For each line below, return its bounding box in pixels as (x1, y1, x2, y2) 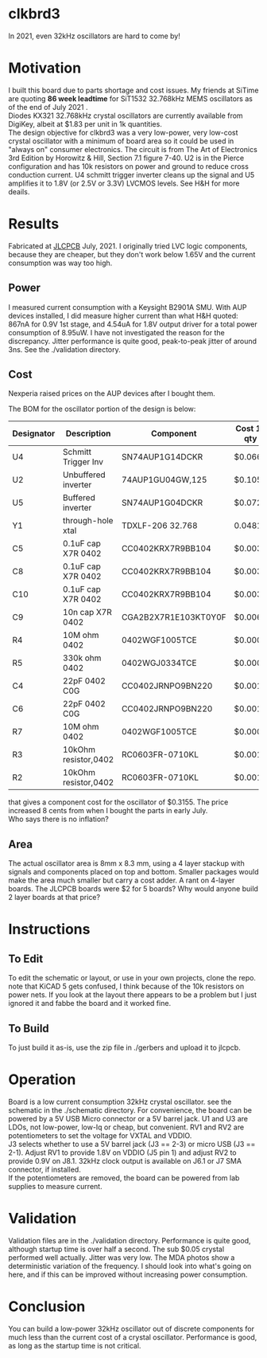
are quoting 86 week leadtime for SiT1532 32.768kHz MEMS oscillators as (8, 93, 253, 104)
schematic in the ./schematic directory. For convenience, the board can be (8, 1106, 253, 1115)
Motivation (8, 59, 82, 77)
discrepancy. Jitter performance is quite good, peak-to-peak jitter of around (8, 336, 257, 346)
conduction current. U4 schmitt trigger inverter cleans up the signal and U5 (8, 170, 255, 179)
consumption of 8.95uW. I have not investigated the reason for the (8, 327, 225, 337)
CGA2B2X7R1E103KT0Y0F (122, 612, 226, 623)
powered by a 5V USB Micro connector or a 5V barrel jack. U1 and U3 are (8, 1114, 249, 1123)
